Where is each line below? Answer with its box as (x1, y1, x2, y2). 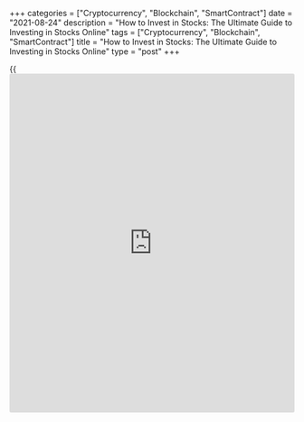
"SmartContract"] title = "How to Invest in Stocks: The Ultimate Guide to (9, 36, 278, 47)
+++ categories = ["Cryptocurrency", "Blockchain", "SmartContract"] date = (9, 8, 293, 18)
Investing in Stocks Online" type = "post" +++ (9, 46, 180, 57)
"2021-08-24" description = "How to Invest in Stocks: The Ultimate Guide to (9, 17, 292, 28)
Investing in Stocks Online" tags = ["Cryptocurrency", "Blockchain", (9, 27, 261, 37)
